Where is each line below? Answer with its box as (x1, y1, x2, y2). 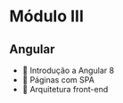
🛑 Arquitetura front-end (21, 84, 109, 94)
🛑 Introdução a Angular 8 (21, 65, 114, 75)
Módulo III (9, 6, 85, 27)
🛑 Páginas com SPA (21, 75, 95, 85)
